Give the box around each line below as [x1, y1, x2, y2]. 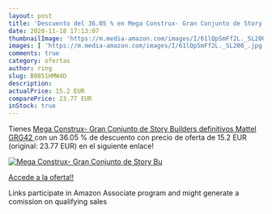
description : [8, 79, 53, 87]
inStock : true [8, 102, 57, 110]
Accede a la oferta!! [8, 173, 74, 183]
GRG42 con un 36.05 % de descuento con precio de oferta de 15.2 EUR [8, 132, 247, 142]
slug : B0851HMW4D [8, 72, 67, 80]
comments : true [8, 49, 60, 57]
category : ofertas [8, 57, 70, 65]
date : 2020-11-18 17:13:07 [8, 27, 100, 35]
